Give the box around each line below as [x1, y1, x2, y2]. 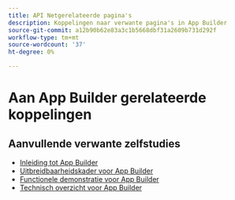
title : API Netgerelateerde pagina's [8, 11, 132, 20]
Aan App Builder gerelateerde [8, 89, 207, 107]
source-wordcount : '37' [8, 41, 87, 49]
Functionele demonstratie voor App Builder [19, 175, 159, 183]
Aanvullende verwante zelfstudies [8, 137, 181, 150]
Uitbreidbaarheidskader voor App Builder [19, 166, 154, 176]
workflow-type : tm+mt [8, 33, 80, 42]
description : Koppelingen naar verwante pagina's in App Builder [8, 19, 227, 27]
